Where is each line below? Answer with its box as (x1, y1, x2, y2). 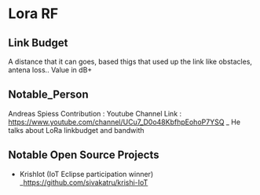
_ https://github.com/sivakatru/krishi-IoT (19, 178, 148, 187)
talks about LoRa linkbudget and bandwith (8, 125, 145, 134)
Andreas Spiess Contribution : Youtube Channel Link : (8, 109, 182, 118)
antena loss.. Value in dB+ (8, 65, 93, 75)
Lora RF (8, 5, 59, 23)
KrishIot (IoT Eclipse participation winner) (19, 169, 154, 178)
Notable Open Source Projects (8, 149, 159, 162)
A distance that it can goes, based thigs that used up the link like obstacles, (8, 57, 253, 66)
